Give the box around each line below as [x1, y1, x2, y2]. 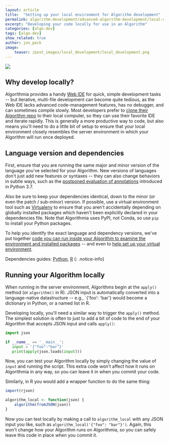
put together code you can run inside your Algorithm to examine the [5, 235, 146, 241]
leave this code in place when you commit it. [5, 432, 98, 438]
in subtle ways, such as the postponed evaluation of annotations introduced [5, 178, 162, 184]
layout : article [5, 7, 39, 13]
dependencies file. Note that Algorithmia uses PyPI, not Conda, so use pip [5, 215, 159, 221]
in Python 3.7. [5, 184, 34, 190]
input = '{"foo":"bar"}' [12, 344, 64, 349]
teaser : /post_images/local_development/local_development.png [14, 50, 150, 55]
